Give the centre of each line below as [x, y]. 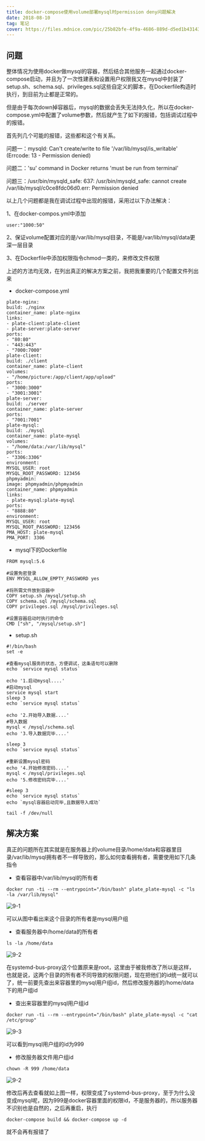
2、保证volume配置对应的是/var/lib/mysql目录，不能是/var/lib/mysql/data [98, 238]
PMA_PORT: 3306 [26, 538]
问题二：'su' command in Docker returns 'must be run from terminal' [92, 168]
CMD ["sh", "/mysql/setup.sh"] [46, 624]
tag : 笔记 [18, 23]
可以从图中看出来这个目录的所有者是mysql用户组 [67, 918]
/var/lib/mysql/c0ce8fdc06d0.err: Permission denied [72, 188]
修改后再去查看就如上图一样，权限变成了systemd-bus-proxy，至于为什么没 [101, 1093]
